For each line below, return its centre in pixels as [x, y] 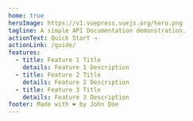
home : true [26, 16]
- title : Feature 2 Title [58, 75]
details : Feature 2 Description [76, 82]
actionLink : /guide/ [42, 45]
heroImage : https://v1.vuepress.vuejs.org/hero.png [95, 23]
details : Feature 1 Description [76, 68]
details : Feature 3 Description [76, 97]
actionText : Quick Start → [53, 38]
